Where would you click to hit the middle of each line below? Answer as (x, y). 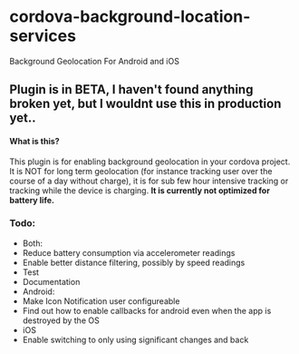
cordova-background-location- (130, 17)
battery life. (32, 200)
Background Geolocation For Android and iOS (94, 61)
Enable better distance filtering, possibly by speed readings (134, 262)
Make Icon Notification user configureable (101, 300)
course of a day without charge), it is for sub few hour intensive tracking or (149, 181)
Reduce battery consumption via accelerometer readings (129, 252)
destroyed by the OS (61, 320)
